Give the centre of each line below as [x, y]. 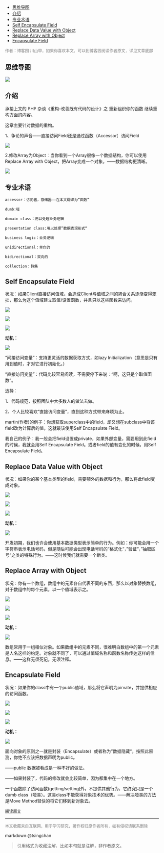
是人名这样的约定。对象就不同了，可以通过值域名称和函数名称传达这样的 [78, 653]
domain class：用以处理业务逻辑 [35, 219]
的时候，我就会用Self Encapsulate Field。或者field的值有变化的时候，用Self [81, 445]
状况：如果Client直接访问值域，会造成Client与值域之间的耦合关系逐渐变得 [79, 294]
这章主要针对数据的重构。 [31, 125]
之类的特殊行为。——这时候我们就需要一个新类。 [61, 555]
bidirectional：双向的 [27, 257]
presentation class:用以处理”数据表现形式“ [46, 229]
